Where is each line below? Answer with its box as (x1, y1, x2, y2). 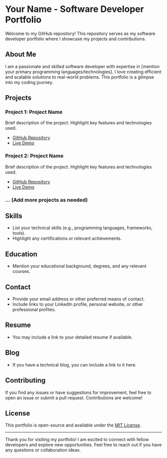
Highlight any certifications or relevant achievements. (12, 235, 122, 242)
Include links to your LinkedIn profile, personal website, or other (12, 301, 143, 307)
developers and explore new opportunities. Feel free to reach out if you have (5, 442, 162, 448)
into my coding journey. (5, 79, 54, 85)
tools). (12, 230, 26, 236)
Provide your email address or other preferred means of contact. (12, 296, 145, 302)
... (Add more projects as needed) (5, 196, 88, 203)
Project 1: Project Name (5, 108, 63, 115)
